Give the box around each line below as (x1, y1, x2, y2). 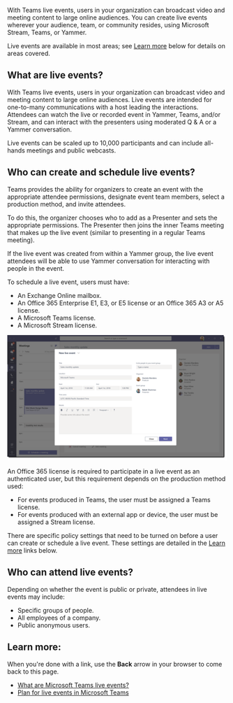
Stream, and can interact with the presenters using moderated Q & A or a (7, 118, 217, 126)
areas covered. (7, 49, 51, 57)
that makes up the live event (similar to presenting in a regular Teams (7, 228, 206, 236)
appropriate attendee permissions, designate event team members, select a (7, 192, 225, 201)
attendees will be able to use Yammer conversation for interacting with (7, 257, 211, 265)
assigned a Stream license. (17, 518, 96, 527)
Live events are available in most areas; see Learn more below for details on (7, 42, 225, 50)
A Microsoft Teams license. (17, 313, 96, 322)
